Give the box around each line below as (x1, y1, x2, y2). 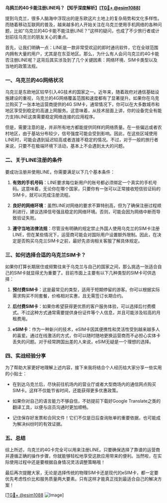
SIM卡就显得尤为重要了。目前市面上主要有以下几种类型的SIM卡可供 (13, 270, 152, 276)
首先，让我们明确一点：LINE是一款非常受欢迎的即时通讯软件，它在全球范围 (5, 45, 159, 50)
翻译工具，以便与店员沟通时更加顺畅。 (12, 404, 91, 410)
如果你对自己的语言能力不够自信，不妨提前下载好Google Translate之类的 (12, 398, 161, 404)
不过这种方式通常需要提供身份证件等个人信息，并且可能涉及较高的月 (21, 309, 161, 315)
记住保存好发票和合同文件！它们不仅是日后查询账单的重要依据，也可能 (12, 415, 157, 421)
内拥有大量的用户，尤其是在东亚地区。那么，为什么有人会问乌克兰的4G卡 (5, 51, 155, 57)
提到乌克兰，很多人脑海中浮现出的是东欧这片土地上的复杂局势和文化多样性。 (5, 15, 162, 21)
